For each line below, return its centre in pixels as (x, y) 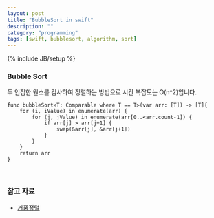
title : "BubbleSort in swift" (51, 20)
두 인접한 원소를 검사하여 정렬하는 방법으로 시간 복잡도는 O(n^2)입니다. (102, 92)
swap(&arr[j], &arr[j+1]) (93, 129)
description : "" (30, 26)
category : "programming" (43, 33)
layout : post (26, 13)
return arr (35, 153)
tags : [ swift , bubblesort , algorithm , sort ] (72, 39)
